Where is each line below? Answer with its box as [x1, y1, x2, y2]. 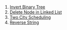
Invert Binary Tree [9, 4, 45, 10]
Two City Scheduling [9, 15, 51, 20]
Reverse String [9, 19, 40, 25]
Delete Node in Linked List [9, 9, 62, 15]
